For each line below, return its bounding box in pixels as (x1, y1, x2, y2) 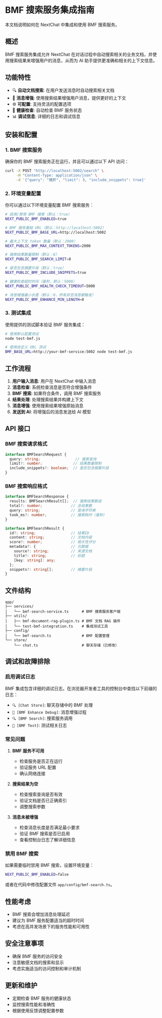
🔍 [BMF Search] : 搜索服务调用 (12, 715, 73, 721)
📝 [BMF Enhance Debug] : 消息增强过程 (12, 709, 87, 715)
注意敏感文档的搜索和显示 (12, 959, 64, 965)
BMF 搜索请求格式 (5, 440, 47, 447)
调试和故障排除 (5, 657, 50, 666)
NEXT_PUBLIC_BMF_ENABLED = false (5, 872, 69, 877)
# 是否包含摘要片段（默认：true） (5, 266, 66, 270)
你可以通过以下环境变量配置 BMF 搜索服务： (5, 202, 94, 208)
